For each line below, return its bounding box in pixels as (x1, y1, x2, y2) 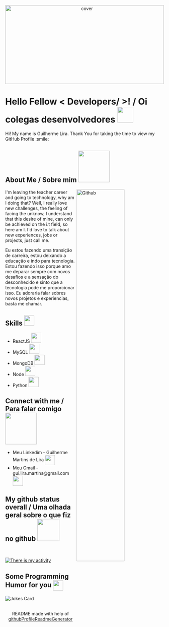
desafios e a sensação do (5, 274, 59, 280)
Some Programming (5, 572, 69, 581)
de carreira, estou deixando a (5, 252, 66, 259)
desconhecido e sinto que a (5, 279, 63, 285)
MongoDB (12, 360, 34, 366)
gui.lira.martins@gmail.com (12, 470, 69, 476)
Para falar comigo (5, 404, 62, 413)
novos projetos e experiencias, (5, 295, 69, 301)
